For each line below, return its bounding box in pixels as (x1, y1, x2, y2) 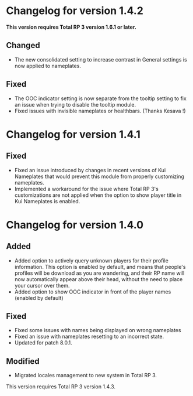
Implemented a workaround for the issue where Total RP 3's (14, 185, 159, 192)
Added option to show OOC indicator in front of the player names (14, 288, 171, 295)
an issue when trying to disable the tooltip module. (14, 101, 136, 108)
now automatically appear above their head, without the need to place (14, 275, 183, 282)
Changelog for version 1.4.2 (6, 4, 144, 18)
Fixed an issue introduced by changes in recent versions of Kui (14, 166, 166, 173)
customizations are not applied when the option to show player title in (14, 192, 182, 199)
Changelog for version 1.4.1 (6, 128, 141, 141)
